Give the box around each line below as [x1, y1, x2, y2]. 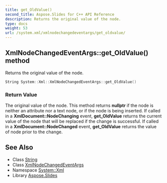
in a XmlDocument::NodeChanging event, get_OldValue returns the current [5, 113, 162, 119]
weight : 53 [5, 26, 28, 31]
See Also [5, 143, 33, 152]
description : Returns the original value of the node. [5, 16, 121, 21]
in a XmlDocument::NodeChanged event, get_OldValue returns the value [5, 123, 157, 129]
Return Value [5, 91, 37, 98]
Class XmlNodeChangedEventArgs [12, 162, 84, 168]
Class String [12, 156, 38, 162]
